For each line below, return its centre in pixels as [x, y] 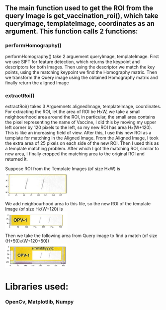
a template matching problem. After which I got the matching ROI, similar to [82, 148]
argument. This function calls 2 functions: [72, 31]
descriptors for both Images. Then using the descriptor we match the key [80, 67]
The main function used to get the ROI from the [79, 8]
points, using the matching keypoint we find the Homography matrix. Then [81, 72]
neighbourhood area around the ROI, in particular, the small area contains [80, 117]
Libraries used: [37, 286]
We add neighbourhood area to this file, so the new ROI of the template [78, 203]
